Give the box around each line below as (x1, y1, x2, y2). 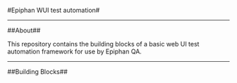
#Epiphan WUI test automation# (7, 6, 100, 14)
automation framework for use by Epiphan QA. (7, 47, 142, 56)
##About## (7, 26, 41, 34)
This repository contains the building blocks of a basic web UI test (7, 40, 200, 48)
